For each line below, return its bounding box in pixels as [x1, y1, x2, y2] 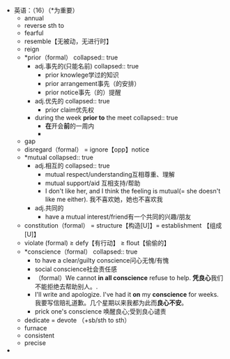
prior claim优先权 [45, 105, 95, 114]
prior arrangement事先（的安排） [45, 80, 141, 87]
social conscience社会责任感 [34, 265, 117, 273]
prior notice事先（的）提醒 [45, 88, 121, 96]
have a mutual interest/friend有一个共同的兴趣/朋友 [45, 212, 192, 221]
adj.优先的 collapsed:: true [34, 97, 110, 105]
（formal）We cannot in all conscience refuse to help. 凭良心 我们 [34, 274, 224, 281]
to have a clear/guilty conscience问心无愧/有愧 [34, 256, 169, 264]
